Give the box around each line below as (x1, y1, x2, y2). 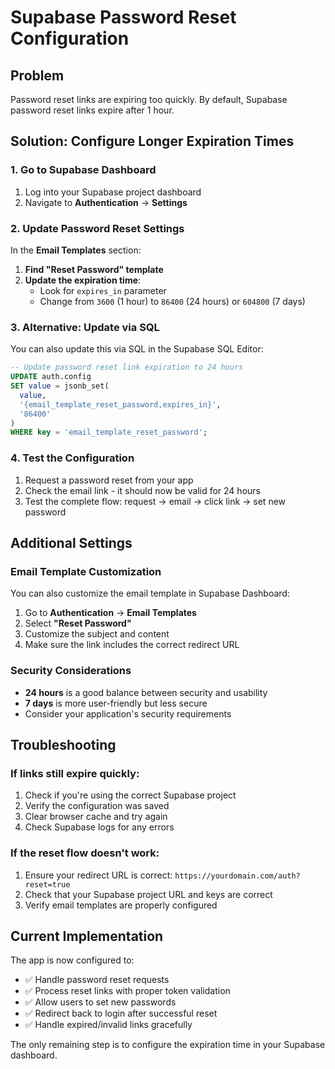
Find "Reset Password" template (24, 263, 164, 275)
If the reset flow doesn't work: (10, 846, 160, 860)
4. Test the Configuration (10, 451, 135, 465)
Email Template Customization (10, 564, 162, 578)
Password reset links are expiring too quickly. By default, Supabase (10, 94, 288, 105)
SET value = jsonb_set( (10, 381, 110, 391)
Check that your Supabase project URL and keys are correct (24, 888, 273, 900)
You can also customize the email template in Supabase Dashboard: (10, 587, 290, 600)
